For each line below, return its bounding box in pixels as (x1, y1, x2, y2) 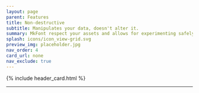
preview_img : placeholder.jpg (6, 42, 81, 48)
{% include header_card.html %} (6, 75, 86, 82)
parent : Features (6, 14, 49, 20)
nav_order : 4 (6, 47, 38, 53)
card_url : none (6, 53, 44, 59)
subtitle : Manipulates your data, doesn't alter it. (6, 25, 139, 31)
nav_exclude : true (6, 58, 52, 64)
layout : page (6, 8, 38, 15)
